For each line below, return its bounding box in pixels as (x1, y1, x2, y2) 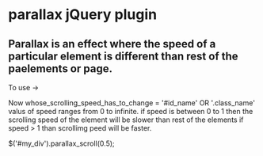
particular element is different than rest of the (8, 49, 239, 63)
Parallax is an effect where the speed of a (8, 37, 216, 51)
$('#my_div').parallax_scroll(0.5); (8, 139, 115, 148)
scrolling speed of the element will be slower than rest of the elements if (8, 115, 244, 124)
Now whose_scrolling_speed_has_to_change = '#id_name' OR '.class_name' (8, 98, 256, 108)
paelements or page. (8, 62, 113, 75)
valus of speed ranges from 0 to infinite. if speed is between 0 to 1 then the (8, 107, 253, 116)
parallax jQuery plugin (8, 6, 157, 24)
